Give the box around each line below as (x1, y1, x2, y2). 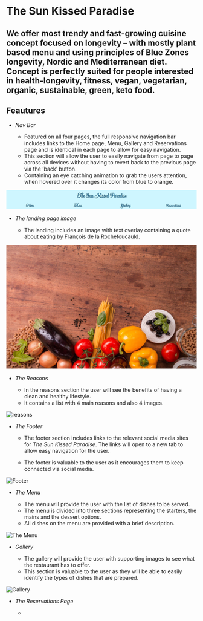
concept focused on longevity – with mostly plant (6, 37, 196, 48)
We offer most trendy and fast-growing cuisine (6, 28, 187, 39)
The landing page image (14, 215, 77, 222)
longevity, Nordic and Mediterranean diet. (6, 56, 167, 67)
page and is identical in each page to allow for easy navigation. (24, 146, 181, 154)
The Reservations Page (14, 597, 74, 605)
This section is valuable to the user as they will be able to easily (24, 568, 182, 575)
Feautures (6, 105, 45, 115)
